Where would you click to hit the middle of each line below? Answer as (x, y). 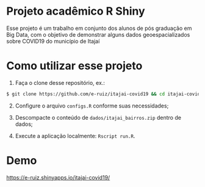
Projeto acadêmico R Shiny (76, 11)
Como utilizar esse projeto (74, 66)
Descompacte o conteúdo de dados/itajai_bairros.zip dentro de (98, 117)
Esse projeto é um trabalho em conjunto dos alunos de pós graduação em (99, 28)
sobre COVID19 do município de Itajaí (53, 41)
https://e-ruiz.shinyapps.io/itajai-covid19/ (58, 177)
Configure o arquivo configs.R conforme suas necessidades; (92, 106)
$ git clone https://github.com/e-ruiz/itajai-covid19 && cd (86, 94)
